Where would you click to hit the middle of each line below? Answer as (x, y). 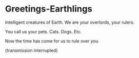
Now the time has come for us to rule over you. (52, 41)
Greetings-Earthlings (49, 9)
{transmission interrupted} (31, 50)
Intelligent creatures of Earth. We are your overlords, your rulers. (70, 22)
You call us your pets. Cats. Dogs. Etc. (43, 31)
